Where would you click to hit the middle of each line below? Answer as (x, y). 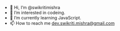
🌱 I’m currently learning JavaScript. (45, 18)
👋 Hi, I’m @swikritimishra (35, 8)
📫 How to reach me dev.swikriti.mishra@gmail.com (62, 23)
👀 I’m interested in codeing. (37, 13)
